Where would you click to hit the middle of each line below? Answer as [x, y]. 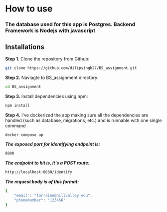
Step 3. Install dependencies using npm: [47, 96]
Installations [25, 47]
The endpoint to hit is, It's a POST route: [47, 163]
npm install [17, 105]
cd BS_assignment [23, 86]
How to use [29, 9]
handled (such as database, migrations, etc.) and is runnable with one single [83, 120]
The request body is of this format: [42, 182]
